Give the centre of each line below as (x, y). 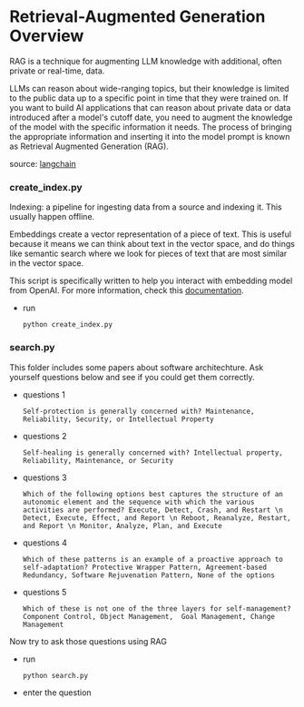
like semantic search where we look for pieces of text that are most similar (148, 254)
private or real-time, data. (57, 71)
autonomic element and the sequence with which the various (138, 502)
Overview (47, 36)
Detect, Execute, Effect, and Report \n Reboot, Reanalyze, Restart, (157, 518)
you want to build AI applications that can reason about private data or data (150, 107)
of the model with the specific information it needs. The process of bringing (151, 127)
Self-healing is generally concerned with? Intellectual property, (152, 452)
